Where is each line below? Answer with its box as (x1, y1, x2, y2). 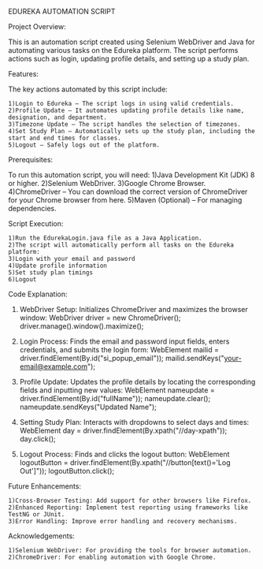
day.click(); (19, 434, 57, 444)
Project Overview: (8, 22, 67, 31)
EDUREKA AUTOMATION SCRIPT (8, 7, 116, 16)
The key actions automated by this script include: (8, 84, 168, 94)
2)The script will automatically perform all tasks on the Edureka (8, 241, 235, 249)
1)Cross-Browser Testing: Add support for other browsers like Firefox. (8, 496, 252, 504)
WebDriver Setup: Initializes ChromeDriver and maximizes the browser (19, 305, 248, 314)
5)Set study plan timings (8, 269, 93, 277)
